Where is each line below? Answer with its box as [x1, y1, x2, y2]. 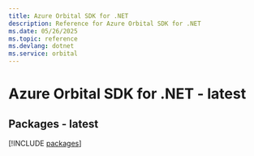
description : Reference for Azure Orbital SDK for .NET [8, 19, 201, 28]
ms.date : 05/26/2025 [8, 27, 79, 35]
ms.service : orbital [8, 50, 79, 58]
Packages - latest [8, 117, 99, 131]
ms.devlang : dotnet [8, 42, 75, 50]
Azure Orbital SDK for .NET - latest [8, 84, 247, 103]
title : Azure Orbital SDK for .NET [8, 11, 129, 20]
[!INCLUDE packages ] [8, 139, 82, 148]
